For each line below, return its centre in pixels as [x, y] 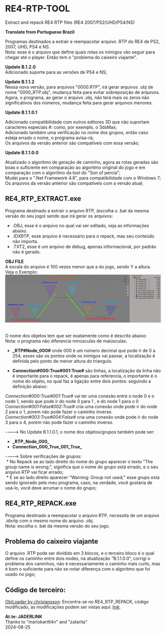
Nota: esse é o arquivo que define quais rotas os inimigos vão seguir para [80, 52]
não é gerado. [26, 252]
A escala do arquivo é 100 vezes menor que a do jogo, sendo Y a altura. [78, 267]
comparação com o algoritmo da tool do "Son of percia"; [63, 172]
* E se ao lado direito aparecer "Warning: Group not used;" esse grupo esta [83, 477]
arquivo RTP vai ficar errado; [34, 472]
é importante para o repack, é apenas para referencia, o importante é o [84, 376]
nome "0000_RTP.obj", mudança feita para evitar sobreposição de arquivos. [83, 92]
